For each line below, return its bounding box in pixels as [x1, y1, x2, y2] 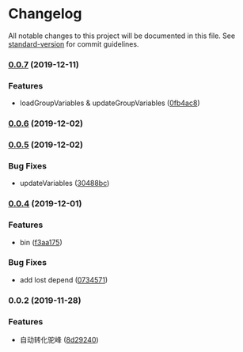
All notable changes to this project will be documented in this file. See [8, 31, 236, 40]
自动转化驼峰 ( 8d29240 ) [19, 335, 99, 345]
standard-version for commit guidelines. [8, 39, 139, 48]
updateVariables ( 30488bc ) [19, 179, 110, 188]
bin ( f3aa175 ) [19, 237, 63, 247]
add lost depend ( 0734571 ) [19, 274, 108, 285]
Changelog [8, 5, 82, 23]
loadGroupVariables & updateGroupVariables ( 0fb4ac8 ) [19, 98, 200, 108]
